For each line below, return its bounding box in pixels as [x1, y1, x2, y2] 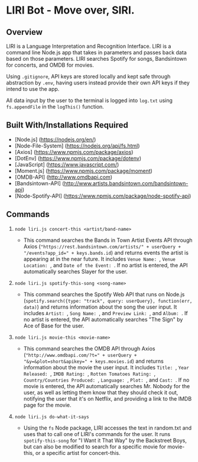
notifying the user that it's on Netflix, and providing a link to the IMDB [23, 395, 192, 402]
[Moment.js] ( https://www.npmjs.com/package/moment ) [14, 167, 152, 174]
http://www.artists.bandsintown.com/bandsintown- [64, 179, 189, 186]
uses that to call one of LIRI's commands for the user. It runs [23, 430, 170, 437]
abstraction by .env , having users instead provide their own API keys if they [6, 79, 190, 86]
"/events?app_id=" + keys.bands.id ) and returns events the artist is [23, 249, 189, 256]
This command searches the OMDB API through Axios [23, 345, 155, 352]
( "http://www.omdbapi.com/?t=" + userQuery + [23, 351, 137, 358]
